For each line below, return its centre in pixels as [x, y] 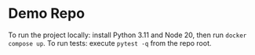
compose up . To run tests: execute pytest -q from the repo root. [110, 43]
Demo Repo [46, 14]
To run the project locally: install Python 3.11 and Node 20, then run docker [127, 35]
